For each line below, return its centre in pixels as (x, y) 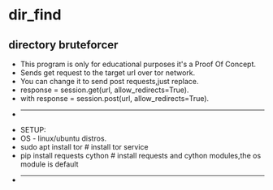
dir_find (35, 15)
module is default (49, 164)
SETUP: (33, 130)
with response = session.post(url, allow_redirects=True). (115, 98)
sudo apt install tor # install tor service (84, 147)
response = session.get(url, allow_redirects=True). (104, 90)
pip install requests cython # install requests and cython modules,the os (141, 156)
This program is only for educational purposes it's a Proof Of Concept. (138, 64)
